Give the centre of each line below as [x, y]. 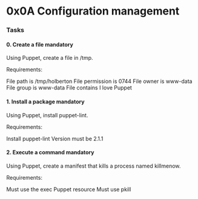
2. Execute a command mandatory [50, 152]
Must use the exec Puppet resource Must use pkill [69, 189]
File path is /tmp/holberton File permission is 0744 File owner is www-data [99, 81]
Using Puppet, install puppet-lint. [47, 115]
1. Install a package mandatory [45, 102]
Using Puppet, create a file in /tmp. [50, 58]
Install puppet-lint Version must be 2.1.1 [55, 139]
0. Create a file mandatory [40, 44]
